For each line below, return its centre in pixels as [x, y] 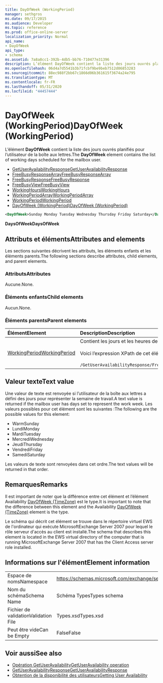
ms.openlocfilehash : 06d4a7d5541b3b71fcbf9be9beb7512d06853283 [70, 69]
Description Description [107, 333]
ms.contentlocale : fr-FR [30, 82]
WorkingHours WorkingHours [41, 190]
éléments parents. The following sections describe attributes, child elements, [81, 256]
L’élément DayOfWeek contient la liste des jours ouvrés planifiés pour [75, 150]
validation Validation [30, 616]
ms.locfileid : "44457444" [31, 91]
